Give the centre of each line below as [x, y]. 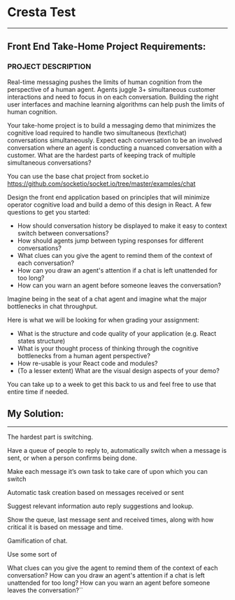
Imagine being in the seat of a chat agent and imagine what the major [107, 299]
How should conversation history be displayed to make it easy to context [122, 226]
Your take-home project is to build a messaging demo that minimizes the [112, 125]
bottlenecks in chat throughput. [52, 306]
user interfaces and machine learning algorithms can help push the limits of [116, 104]
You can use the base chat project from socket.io [78, 176]
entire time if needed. [38, 391]
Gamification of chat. [37, 541]
